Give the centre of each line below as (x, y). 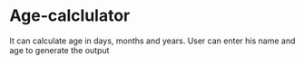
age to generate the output (59, 50)
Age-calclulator (70, 16)
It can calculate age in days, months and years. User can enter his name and (152, 41)
